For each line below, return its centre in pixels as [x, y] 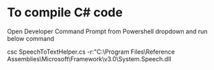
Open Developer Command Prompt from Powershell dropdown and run [107, 31]
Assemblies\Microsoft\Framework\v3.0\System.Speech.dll [89, 58]
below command [31, 38]
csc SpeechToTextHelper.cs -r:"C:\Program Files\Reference [91, 52]
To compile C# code [65, 13]
